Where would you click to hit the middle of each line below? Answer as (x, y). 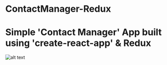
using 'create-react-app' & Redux (78, 43)
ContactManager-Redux (58, 9)
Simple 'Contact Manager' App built (83, 32)
